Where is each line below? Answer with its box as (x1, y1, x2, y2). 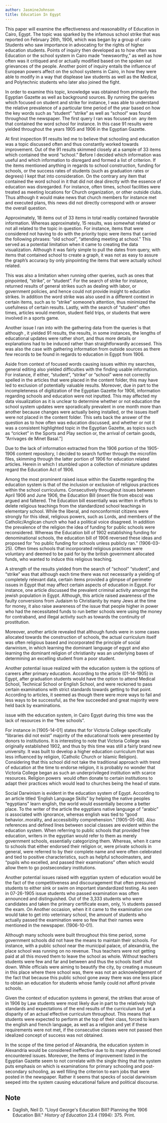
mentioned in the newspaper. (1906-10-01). (5, 922, 94, 928)
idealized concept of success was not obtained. (5, 1032, 104, 1038)
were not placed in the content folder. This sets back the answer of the (5, 414, 151, 420)
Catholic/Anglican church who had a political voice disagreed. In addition (5, 519, 155, 525)
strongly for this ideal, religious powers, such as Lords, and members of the (5, 513, 161, 519)
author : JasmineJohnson (5, 7, 55, 13)
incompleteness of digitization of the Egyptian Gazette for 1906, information (5, 387, 161, 393)
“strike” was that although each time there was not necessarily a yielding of (5, 571, 161, 577)
